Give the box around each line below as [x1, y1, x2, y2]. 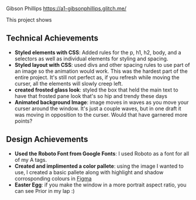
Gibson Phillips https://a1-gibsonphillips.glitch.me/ [6, 5, 127, 12]
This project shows [6, 16, 52, 23]
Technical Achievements [6, 33, 98, 43]
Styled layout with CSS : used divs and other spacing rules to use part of [14, 61, 190, 68]
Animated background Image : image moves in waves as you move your [14, 99, 189, 106]
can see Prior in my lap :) [14, 187, 75, 194]
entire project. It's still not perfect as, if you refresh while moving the [14, 73, 180, 81]
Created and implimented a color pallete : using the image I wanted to [14, 162, 184, 170]
